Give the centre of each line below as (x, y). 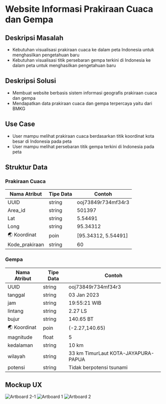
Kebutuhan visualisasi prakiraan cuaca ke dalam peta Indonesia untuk (83, 50)
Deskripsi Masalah (34, 38)
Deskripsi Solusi (31, 81)
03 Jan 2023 (84, 295)
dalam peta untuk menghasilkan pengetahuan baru (64, 65)
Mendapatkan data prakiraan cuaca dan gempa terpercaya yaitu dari (82, 103)
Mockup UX (24, 385)
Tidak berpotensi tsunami (98, 367)
